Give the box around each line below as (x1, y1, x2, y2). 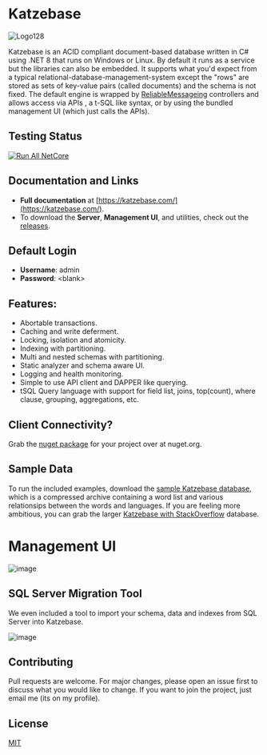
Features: (8, 297, 58, 311)
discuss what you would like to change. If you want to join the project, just (8, 685, 252, 695)
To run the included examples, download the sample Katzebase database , (8, 484, 252, 493)
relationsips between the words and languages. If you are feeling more (8, 500, 241, 510)
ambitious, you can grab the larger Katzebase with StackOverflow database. (8, 509, 260, 519)
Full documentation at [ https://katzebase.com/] (19, 195, 178, 205)
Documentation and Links (8, 174, 139, 188)
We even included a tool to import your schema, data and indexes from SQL (8, 608, 257, 617)
